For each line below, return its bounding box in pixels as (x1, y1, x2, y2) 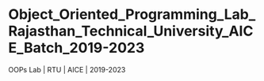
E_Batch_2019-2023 (8, 39, 145, 57)
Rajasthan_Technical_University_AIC (8, 22, 254, 40)
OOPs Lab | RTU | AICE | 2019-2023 (8, 64, 126, 74)
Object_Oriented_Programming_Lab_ (8, 6, 256, 24)
